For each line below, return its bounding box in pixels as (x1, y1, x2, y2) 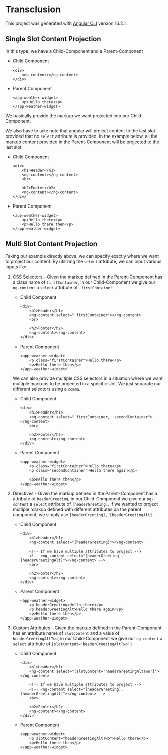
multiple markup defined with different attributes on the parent (12, 506, 142, 512)
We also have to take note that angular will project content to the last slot (5, 127, 155, 134)
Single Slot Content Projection (5, 35, 101, 43)
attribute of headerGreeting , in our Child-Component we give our (12, 495, 146, 502)
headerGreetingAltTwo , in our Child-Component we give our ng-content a (12, 635, 163, 641)
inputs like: (5, 263, 28, 270)
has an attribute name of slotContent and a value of (12, 630, 120, 636)
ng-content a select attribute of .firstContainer (12, 284, 113, 290)
